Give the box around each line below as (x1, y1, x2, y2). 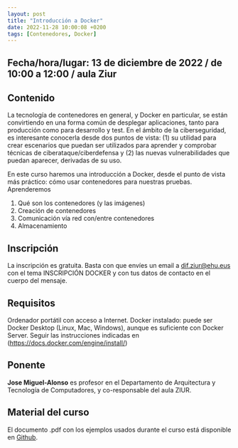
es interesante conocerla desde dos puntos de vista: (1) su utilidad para (7, 133, 217, 142)
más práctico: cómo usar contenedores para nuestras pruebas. (7, 177, 193, 186)
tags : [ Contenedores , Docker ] (7, 30, 97, 38)
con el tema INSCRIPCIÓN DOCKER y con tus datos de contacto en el (7, 269, 211, 278)
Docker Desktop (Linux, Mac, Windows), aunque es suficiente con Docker (7, 323, 224, 332)
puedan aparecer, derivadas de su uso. (7, 156, 122, 165)
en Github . (7, 432, 38, 442)
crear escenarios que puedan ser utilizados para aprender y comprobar (7, 141, 217, 150)
